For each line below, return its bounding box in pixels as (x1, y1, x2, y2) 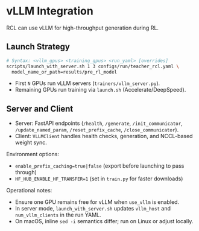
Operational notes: (6, 187, 52, 194)
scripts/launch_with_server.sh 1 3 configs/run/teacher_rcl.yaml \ (6, 63, 180, 69)
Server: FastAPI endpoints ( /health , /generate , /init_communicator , (14, 119, 183, 127)
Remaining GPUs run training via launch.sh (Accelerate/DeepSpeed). (14, 86, 186, 93)
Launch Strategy (6, 42, 71, 52)
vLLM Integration (6, 4, 93, 18)
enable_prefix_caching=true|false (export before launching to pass (14, 162, 185, 169)
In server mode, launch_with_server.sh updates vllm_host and (14, 205, 171, 212)
